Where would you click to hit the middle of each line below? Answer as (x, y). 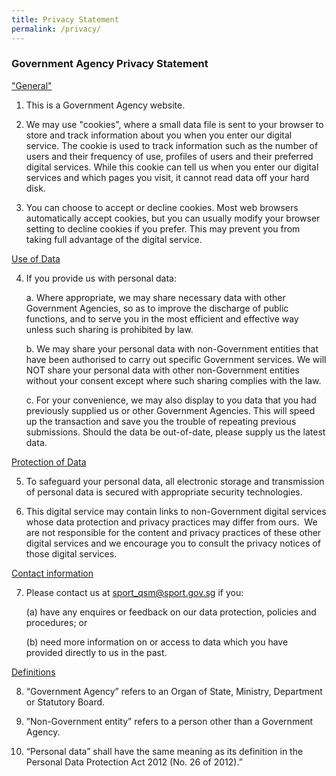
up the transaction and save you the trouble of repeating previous (161, 421)
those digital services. (71, 553)
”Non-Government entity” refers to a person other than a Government (169, 721)
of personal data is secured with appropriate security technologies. (164, 492)
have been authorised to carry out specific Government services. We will (176, 359)
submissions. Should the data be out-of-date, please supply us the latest (175, 432)
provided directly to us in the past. (96, 652)
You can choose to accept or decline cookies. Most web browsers (162, 207)
